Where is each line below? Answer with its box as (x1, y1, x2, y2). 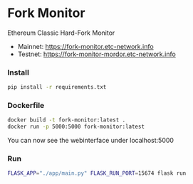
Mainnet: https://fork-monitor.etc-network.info (17, 42, 155, 50)
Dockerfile (7, 101, 45, 111)
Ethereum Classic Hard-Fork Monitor (7, 28, 115, 37)
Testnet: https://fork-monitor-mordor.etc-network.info (17, 50, 176, 58)
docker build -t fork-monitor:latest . (7, 117, 126, 124)
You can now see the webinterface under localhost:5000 (7, 136, 174, 145)
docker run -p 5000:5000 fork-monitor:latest (7, 123, 145, 131)
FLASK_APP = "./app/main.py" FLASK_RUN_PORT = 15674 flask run (7, 170, 187, 177)
